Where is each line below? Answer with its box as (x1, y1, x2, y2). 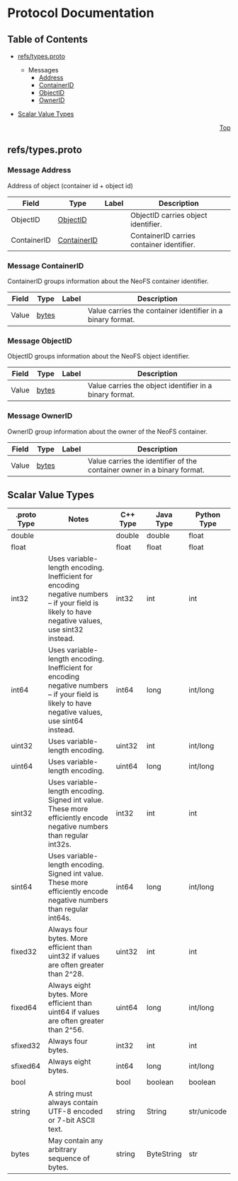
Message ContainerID (7, 260, 84, 270)
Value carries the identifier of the (87, 456, 197, 466)
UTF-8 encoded (47, 1106, 103, 1116)
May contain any (47, 1136, 103, 1146)
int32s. (47, 840, 72, 850)
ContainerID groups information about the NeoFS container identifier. (7, 277, 209, 285)
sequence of (47, 1153, 91, 1163)
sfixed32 (11, 1041, 41, 1051)
